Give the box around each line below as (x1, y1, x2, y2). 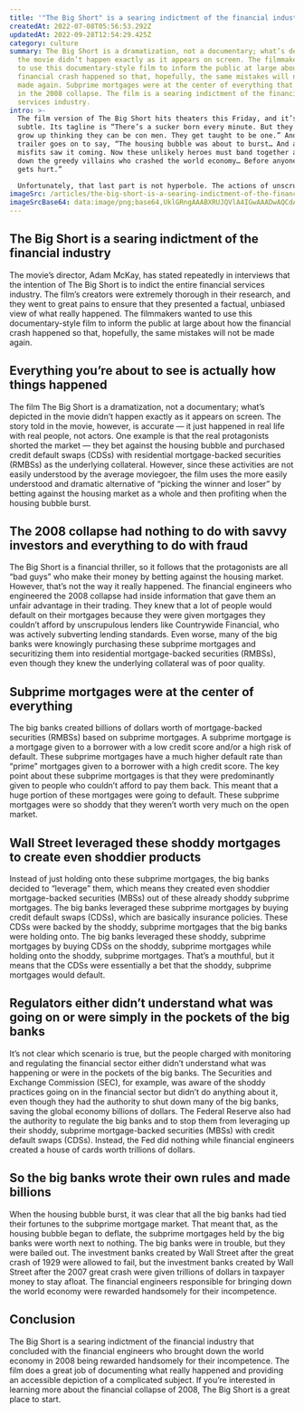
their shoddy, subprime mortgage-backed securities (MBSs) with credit (9, 1124, 275, 1136)
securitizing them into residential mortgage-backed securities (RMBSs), (9, 648, 276, 659)
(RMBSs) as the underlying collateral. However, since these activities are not (9, 459, 294, 470)
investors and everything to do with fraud (9, 538, 249, 553)
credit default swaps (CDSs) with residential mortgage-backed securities (9, 449, 281, 460)
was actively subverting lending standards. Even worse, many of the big (9, 629, 278, 640)
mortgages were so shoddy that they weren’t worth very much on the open (9, 799, 290, 810)
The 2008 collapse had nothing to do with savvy (9, 524, 288, 539)
